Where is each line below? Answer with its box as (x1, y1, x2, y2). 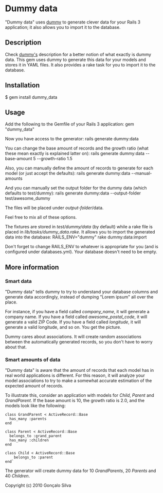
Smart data (5, 278, 32, 284)
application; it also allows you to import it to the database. (5, 24, 121, 30)
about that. (5, 344, 27, 350)
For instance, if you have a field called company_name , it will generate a (5, 309, 150, 315)
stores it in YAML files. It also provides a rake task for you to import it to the (5, 62, 156, 67)
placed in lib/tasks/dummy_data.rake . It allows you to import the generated (5, 229, 155, 235)
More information (5, 263, 59, 271)
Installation (5, 81, 40, 89)
